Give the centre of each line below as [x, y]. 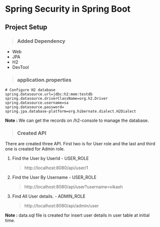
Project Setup [26, 27]
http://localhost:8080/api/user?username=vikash [73, 187]
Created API [31, 133]
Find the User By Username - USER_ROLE [54, 178]
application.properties [44, 80]
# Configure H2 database [30, 90]
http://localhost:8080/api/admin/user [61, 206]
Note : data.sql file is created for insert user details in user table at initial [77, 215]
